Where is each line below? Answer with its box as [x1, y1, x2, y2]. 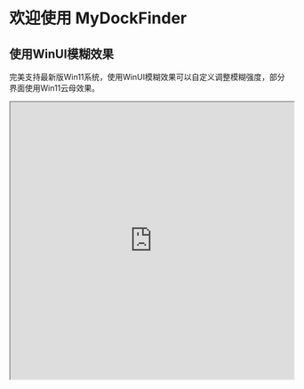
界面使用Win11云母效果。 [9, 83, 100, 93]
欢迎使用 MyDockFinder [9, 8, 188, 28]
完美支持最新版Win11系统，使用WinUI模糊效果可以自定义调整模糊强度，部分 [9, 72, 285, 82]
